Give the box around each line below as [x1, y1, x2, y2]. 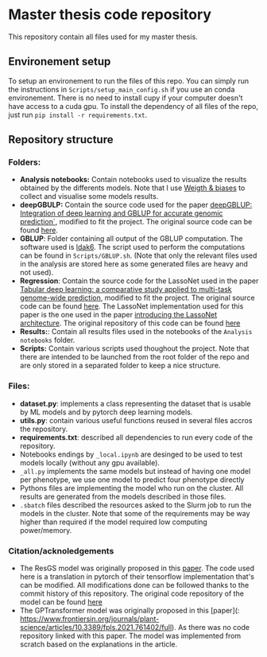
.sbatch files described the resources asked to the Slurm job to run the [19, 500, 252, 510]
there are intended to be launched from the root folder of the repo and [19, 352, 250, 362]
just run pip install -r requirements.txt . [8, 110, 148, 119]
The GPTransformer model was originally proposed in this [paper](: [19, 606, 240, 616]
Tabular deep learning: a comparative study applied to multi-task [19, 285, 232, 294]
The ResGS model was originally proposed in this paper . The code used [19, 563, 255, 573]
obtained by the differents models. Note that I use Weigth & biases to [19, 183, 246, 192]
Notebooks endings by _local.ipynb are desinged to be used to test [19, 449, 243, 459]
